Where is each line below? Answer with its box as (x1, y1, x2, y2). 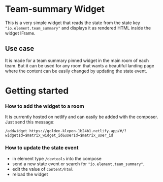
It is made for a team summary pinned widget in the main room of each (5, 58, 149, 63)
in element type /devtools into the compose (12, 155, 102, 161)
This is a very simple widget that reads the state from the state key (5, 20, 140, 26)
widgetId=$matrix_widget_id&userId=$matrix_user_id (5, 133, 113, 138)
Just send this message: (5, 119, 55, 125)
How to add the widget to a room (5, 102, 85, 109)
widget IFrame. (5, 30, 35, 36)
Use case (5, 44, 34, 53)
